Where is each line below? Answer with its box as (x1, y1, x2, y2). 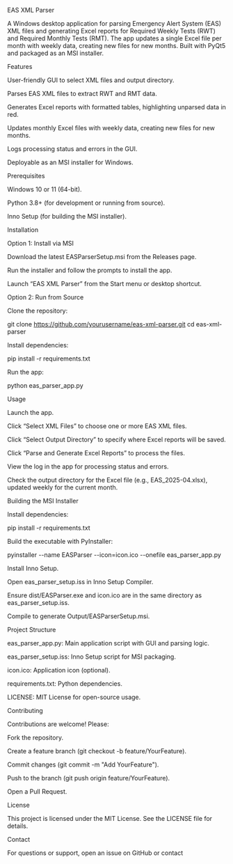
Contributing (7, 707, 43, 714)
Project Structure (7, 626, 56, 634)
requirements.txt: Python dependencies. (7, 680, 123, 688)
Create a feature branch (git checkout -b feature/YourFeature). (7, 747, 186, 755)
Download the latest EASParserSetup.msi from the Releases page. (7, 253, 197, 260)
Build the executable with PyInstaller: (7, 537, 113, 545)
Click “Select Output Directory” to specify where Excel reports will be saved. (7, 435, 226, 443)
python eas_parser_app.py (7, 382, 83, 389)
